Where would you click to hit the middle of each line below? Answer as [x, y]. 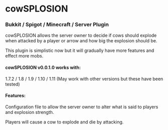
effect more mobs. [24, 56]
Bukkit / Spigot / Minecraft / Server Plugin [57, 25]
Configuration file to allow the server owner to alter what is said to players [82, 107]
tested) [13, 84]
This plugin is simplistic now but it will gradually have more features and [80, 50]
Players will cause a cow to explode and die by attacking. [65, 122]
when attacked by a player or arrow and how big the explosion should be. [81, 41]
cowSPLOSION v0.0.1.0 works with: [43, 68]
